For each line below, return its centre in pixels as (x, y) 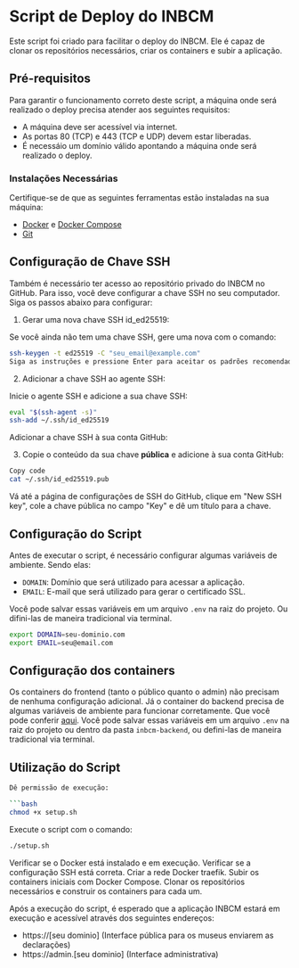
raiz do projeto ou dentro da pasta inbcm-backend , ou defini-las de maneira (145, 730)
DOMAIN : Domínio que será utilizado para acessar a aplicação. (133, 582)
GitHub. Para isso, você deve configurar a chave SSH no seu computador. (145, 292)
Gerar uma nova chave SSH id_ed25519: (96, 319)
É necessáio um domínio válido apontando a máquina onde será (139, 145)
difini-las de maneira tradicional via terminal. (91, 618)
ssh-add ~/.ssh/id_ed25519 (59, 421)
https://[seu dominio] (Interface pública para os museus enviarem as (148, 935)
